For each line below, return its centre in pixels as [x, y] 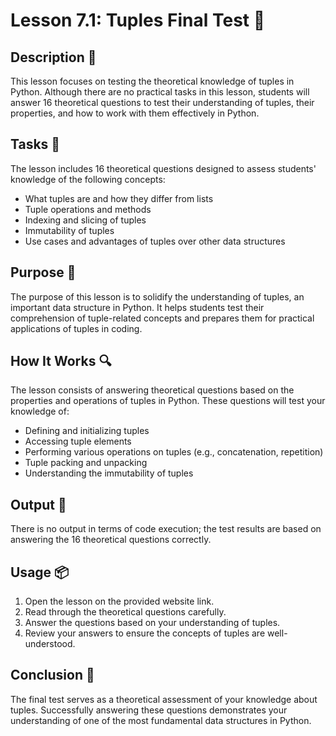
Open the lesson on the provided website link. [119, 601]
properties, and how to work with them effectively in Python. [135, 113]
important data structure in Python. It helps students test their [137, 307]
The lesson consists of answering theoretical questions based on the [152, 390]
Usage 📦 [40, 572]
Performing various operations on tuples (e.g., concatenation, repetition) [174, 452]
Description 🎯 [53, 57]
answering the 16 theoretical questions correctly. [111, 540]
